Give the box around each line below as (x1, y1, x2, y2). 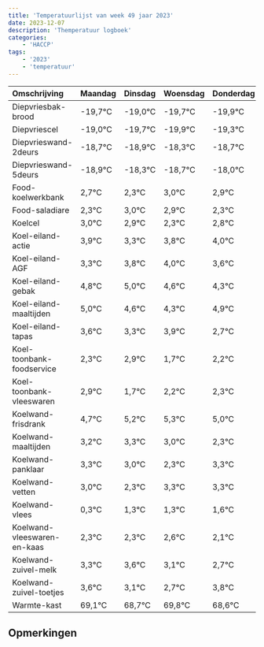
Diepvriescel (12, 124, 59, 135)
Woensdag (163, 87, 205, 99)
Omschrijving (12, 87, 64, 99)
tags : (8, 48, 26, 56)
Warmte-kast (12, 600, 62, 611)
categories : (8, 33, 47, 42)
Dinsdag (123, 87, 156, 99)
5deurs (12, 169, 39, 180)
